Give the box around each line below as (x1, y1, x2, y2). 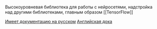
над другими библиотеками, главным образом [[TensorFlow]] (5, 9, 134, 15)
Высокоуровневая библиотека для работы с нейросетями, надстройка (5, 4, 153, 10)
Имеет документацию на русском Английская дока (5, 19, 113, 24)
